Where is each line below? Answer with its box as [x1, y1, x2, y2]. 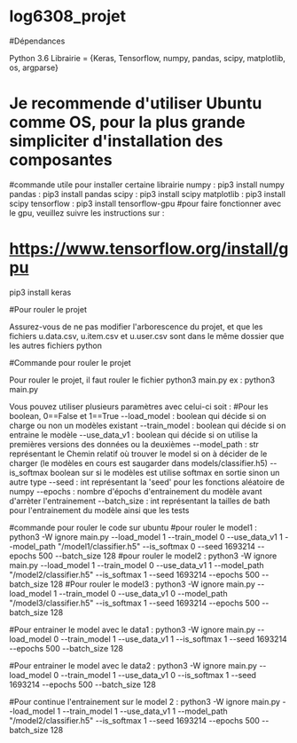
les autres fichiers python [9, 340, 103, 351]
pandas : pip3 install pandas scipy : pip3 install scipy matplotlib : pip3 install [9, 188, 286, 199]
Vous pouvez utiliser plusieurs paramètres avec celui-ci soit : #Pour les [9, 401, 269, 412]
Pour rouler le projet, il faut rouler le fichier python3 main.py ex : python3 [9, 375, 276, 385]
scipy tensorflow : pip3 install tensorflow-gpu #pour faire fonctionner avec [9, 198, 282, 209]
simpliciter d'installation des [9, 131, 223, 152]
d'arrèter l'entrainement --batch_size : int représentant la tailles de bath [9, 495, 270, 506]
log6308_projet [9, 6, 127, 27]
